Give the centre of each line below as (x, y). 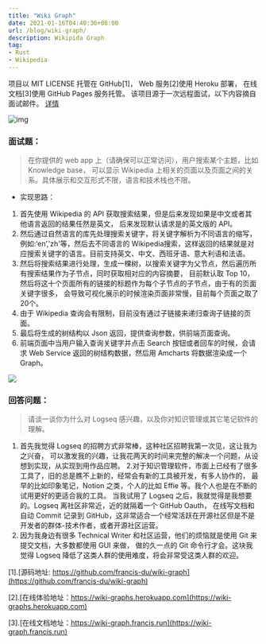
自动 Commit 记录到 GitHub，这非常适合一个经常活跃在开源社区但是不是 (137, 516)
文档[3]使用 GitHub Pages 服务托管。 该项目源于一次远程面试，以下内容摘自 (132, 93)
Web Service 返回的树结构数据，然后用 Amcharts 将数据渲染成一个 (138, 353)
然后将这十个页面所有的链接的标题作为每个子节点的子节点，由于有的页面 (138, 284)
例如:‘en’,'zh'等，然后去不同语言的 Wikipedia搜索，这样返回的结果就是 (133, 244)
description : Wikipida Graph (56, 38)
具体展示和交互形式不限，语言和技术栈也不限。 (118, 180)
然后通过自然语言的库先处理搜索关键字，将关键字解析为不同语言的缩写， (138, 234)
